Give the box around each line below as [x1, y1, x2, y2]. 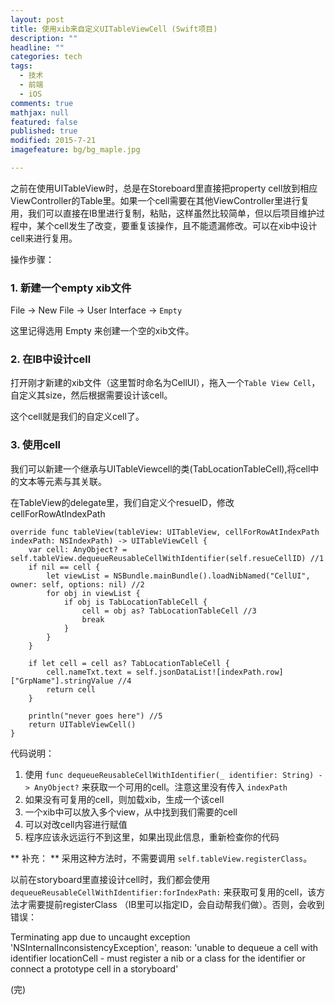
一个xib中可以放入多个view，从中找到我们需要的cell [24, 806, 238, 818]
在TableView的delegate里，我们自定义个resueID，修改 [10, 496, 235, 508]
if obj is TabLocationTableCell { [63, 597, 208, 607]
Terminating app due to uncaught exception [10, 931, 191, 943]
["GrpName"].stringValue [10, 676, 114, 686]
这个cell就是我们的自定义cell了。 [10, 411, 145, 423]
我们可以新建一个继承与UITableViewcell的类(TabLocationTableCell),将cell [10, 462, 311, 475]
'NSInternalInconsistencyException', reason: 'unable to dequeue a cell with [10, 941, 319, 953]
